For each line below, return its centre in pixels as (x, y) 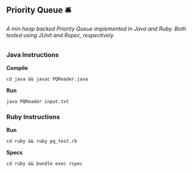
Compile (17, 68)
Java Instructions (33, 55)
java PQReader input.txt (38, 101)
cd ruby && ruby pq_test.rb (42, 141)
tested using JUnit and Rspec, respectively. (61, 35)
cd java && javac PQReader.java (47, 79)
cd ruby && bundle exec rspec (45, 164)
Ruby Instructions (33, 116)
